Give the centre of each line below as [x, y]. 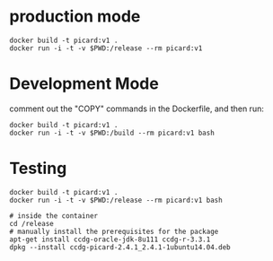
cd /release [31, 223]
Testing [38, 169]
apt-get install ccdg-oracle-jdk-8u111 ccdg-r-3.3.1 [110, 239]
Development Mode [84, 84]
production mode [75, 17]
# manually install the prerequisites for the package [114, 231]
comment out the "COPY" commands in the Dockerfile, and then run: [137, 109]
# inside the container [54, 216]
